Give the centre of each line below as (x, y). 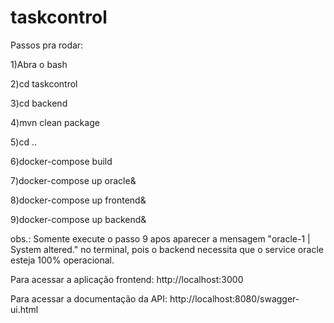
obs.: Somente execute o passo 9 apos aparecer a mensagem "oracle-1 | (160, 238)
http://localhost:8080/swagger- (234, 298)
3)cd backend (39, 103)
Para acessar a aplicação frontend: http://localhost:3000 (127, 279)
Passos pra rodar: (47, 45)
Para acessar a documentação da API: (89, 298)
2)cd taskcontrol (44, 83)
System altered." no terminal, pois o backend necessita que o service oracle (167, 249)
